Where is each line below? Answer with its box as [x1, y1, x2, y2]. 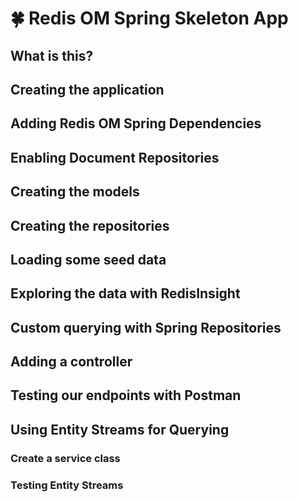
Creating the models [10, 183, 140, 201]
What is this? [10, 47, 94, 64]
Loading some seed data [10, 251, 167, 268]
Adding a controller [10, 353, 133, 371]
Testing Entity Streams [10, 478, 124, 492]
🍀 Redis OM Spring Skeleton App [10, 7, 289, 30]
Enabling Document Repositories [10, 149, 220, 166]
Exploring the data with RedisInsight [10, 285, 241, 302]
